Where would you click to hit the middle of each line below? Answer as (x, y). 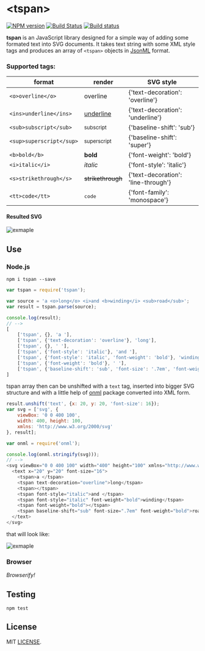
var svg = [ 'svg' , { (33, 410)
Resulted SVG (24, 216)
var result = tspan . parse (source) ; (52, 307)
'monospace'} (149, 200)
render (104, 82)
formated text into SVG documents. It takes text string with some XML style (101, 44)
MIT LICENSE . (24, 642)
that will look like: (28, 534)
